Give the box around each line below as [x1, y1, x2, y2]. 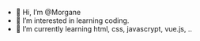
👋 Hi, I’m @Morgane [15, 8, 81, 17]
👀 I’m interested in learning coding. [15, 16, 130, 25]
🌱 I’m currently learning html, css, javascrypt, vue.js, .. [15, 24, 192, 33]
